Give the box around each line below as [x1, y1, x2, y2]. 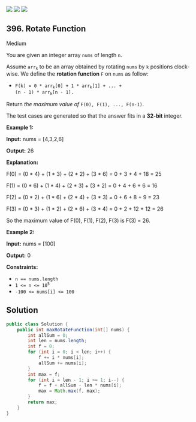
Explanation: [6, 158, 39, 166]
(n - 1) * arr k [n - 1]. [14, 89, 74, 96]
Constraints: [6, 263, 38, 270]
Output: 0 [6, 252, 31, 259]
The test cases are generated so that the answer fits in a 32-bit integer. [6, 112, 183, 119]
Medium [6, 40, 27, 47]
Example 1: [6, 124, 34, 131]
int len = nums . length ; [28, 338, 87, 344]
